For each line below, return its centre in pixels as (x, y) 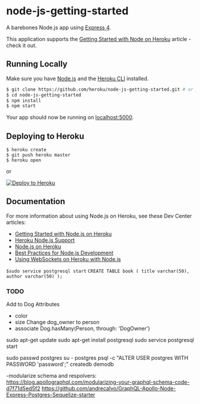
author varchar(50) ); (34, 276)
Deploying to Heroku (45, 136)
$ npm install (24, 100)
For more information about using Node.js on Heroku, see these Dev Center (99, 216)
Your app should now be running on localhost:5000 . (70, 117)
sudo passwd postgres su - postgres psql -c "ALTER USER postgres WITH (97, 358)
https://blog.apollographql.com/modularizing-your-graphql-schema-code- (98, 382)
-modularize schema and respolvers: (51, 376)
